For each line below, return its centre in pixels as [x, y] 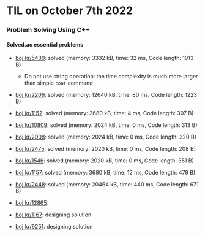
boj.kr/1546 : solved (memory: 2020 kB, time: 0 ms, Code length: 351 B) [105, 161]
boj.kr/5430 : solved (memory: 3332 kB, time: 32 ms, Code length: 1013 [104, 58]
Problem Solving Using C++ [48, 30]
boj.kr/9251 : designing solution [54, 227]
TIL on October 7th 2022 [70, 11]
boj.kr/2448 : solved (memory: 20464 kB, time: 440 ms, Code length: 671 [107, 185]
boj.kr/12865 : [32, 203]
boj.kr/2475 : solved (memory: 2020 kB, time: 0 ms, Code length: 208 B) [106, 149]
